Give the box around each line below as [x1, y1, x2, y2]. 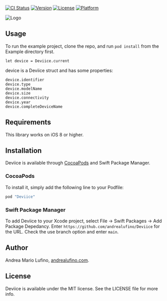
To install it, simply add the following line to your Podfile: [5, 184, 124, 190]
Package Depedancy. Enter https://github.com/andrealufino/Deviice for [5, 223, 160, 229]
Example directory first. [5, 49, 55, 55]
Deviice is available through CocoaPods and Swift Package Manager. [5, 160, 151, 166]
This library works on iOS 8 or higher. [5, 131, 84, 137]
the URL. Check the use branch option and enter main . [5, 228, 119, 235]
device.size [5, 90, 31, 96]
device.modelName [5, 86, 42, 91]
